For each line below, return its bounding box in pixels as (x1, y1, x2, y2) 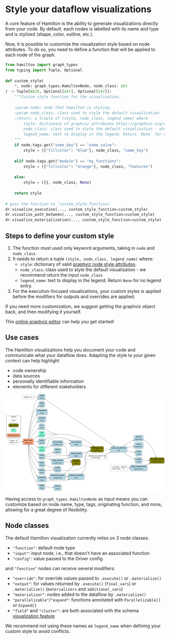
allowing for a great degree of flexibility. (5, 507, 89, 513)
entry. (20, 283, 33, 289)
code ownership (12, 367, 47, 374)
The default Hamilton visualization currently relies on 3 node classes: (5, 534, 149, 541)
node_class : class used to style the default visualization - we (20, 266, 146, 273)
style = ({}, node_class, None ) (23, 180, 92, 185)
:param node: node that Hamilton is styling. (14, 105, 112, 110)
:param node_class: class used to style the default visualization (14, 110, 159, 115)
